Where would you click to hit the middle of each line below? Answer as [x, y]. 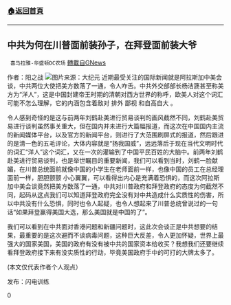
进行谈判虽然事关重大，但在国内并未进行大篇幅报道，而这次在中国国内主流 [118, 126]
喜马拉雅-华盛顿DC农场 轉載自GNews [58, 63]
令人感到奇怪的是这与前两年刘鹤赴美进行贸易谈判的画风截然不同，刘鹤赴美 [112, 117]
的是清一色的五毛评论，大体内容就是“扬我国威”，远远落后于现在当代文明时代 [115, 144]
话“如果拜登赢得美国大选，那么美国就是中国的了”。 [79, 212]
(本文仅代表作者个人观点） [45, 267]
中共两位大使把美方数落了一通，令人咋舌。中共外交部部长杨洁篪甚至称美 [121, 86]
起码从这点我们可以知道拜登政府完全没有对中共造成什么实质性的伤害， [118, 195]
